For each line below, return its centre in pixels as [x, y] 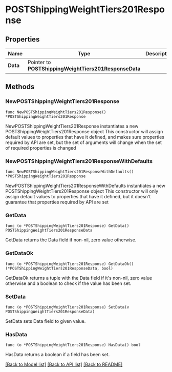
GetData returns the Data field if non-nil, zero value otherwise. [71, 240]
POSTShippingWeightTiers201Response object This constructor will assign [84, 131]
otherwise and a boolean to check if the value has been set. [68, 283]
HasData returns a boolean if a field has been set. [58, 355]
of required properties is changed [41, 148]
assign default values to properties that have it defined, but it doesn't [78, 196]
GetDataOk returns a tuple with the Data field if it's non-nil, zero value [79, 278]
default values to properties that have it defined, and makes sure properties [85, 137]
